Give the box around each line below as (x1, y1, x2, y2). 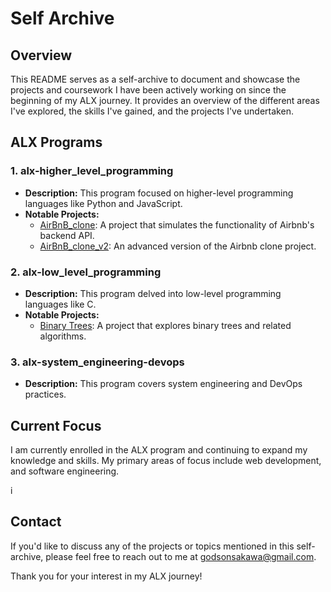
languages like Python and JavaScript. (24, 197, 183, 209)
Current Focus (10, 417, 102, 434)
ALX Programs (10, 134, 103, 151)
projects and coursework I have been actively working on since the (10, 84, 287, 96)
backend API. (39, 229, 95, 241)
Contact (10, 513, 62, 531)
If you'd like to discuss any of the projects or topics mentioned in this (10, 540, 295, 552)
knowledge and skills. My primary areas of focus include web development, (10, 455, 322, 467)
